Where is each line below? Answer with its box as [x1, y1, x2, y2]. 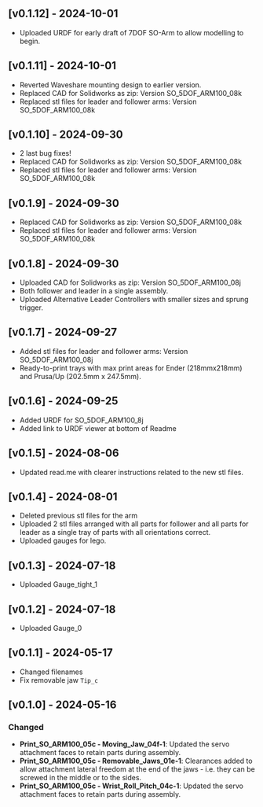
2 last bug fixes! [19, 149, 72, 158]
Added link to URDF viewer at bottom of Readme [19, 423, 177, 433]
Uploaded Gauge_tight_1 [19, 580, 98, 589]
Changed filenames [19, 667, 83, 676]
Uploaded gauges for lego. [19, 536, 107, 546]
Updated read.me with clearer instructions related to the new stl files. [19, 467, 243, 477]
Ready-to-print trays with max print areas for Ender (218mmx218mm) [19, 363, 243, 373]
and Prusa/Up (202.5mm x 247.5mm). [19, 371, 141, 381]
